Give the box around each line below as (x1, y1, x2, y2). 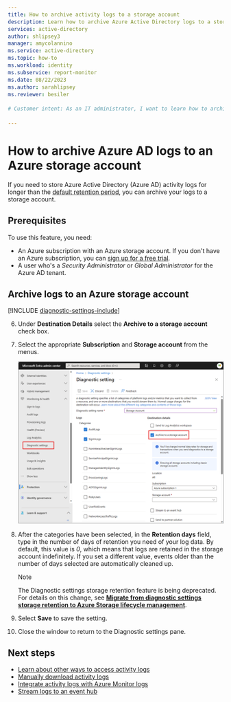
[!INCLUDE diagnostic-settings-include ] (8, 307, 121, 315)
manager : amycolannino (8, 40, 73, 47)
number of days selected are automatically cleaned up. (17, 559, 173, 567)
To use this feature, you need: (8, 233, 92, 241)
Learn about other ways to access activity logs (17, 666, 150, 674)
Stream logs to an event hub (17, 688, 98, 696)
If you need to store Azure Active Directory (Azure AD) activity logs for (8, 180, 207, 188)
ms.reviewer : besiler (8, 91, 70, 98)
